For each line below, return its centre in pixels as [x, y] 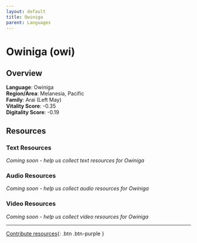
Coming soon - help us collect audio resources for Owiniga [78, 188]
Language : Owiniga [30, 87]
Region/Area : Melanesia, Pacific [45, 94]
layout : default [26, 11]
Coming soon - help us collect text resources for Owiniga [75, 161]
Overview [24, 73]
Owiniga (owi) [40, 51]
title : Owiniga [25, 17]
